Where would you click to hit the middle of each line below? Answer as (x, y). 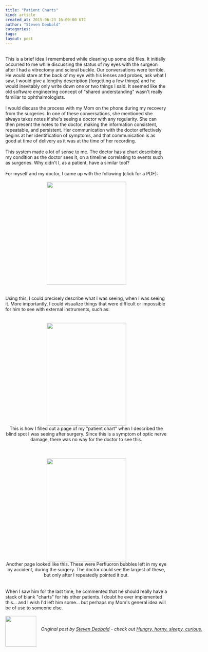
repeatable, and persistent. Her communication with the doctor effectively (83, 130)
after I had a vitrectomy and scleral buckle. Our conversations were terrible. (85, 69)
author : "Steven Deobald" (33, 24)
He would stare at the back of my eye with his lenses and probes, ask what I (86, 75)
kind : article (21, 15)
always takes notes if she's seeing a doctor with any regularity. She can (81, 119)
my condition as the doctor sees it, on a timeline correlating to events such (84, 157)
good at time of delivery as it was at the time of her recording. (71, 141)
